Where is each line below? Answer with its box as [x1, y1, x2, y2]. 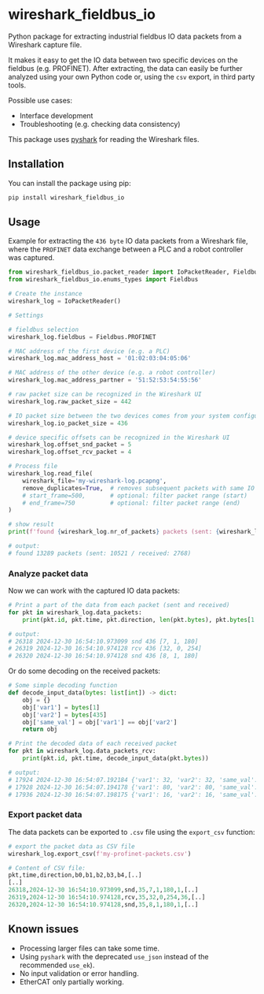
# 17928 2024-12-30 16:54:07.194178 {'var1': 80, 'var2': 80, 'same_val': [8, 783, 258, 791]
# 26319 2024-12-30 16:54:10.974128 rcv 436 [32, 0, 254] [8, 645, 202, 653]
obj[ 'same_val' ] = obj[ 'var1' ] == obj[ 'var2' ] [22, 718, 178, 726]
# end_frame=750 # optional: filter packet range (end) [22, 499, 241, 507]
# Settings [8, 311, 44, 319]
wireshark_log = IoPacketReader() [8, 297, 122, 305]
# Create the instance [8, 290, 82, 298]
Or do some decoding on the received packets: [8, 666, 161, 676]
